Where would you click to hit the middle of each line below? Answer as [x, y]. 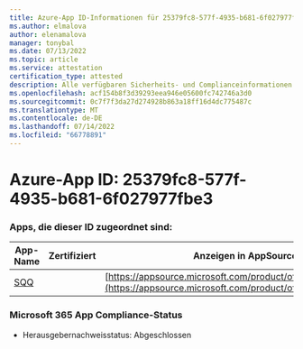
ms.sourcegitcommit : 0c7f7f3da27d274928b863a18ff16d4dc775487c [131, 101]
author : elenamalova [48, 34]
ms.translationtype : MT [54, 110]
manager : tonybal [42, 43]
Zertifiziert [72, 256]
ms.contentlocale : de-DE [56, 118]
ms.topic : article [44, 60]
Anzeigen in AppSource [245, 256]
